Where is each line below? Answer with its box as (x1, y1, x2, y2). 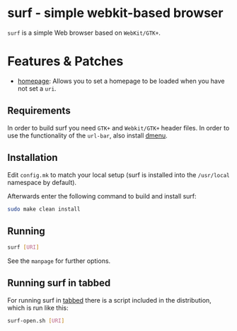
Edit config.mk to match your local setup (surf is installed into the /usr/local (7, 170, 230, 179)
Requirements (7, 105, 71, 117)
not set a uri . (17, 84, 57, 93)
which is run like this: (7, 303, 69, 312)
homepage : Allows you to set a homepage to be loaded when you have (17, 77, 225, 85)
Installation (7, 152, 58, 164)
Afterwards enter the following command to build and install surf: (7, 191, 197, 200)
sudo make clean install (7, 206, 81, 213)
